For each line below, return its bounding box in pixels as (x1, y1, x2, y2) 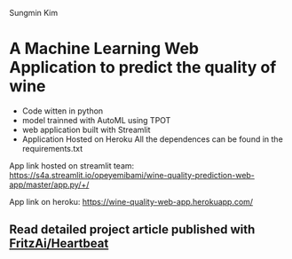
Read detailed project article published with (9, 222, 256, 238)
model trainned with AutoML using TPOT (21, 114, 171, 125)
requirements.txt (21, 143, 83, 153)
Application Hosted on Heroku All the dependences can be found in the (21, 133, 284, 145)
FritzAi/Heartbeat (9, 236, 109, 251)
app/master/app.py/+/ (9, 179, 90, 190)
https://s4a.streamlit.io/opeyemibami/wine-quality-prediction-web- (9, 169, 256, 180)
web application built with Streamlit (21, 124, 151, 135)
